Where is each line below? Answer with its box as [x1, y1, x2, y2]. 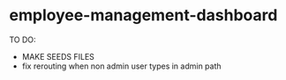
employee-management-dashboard [9, 5, 278, 25]
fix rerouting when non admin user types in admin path [21, 61, 222, 71]
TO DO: [9, 34, 37, 45]
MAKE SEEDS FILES [21, 51, 95, 62]
